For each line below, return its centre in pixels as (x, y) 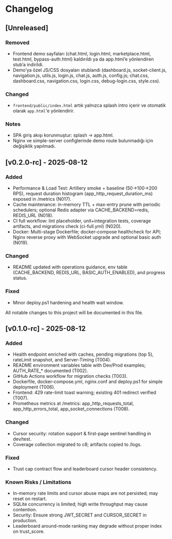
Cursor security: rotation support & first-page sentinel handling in (82, 433)
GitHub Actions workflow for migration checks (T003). (70, 376)
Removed (17, 43)
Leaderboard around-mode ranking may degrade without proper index (87, 526)
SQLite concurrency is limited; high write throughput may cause (80, 504)
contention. (25, 510)
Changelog (29, 9)
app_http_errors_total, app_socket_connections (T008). (71, 409)
